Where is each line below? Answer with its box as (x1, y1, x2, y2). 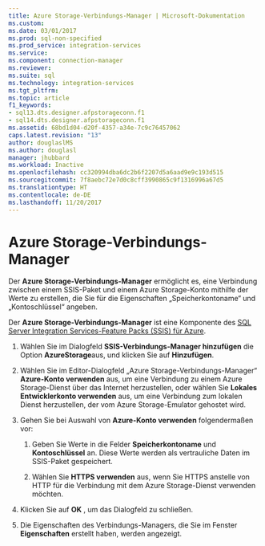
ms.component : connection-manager (8, 57, 124, 65)
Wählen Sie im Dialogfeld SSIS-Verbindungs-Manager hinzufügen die (19, 342, 254, 352)
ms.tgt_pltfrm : (8, 86, 59, 95)
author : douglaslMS (8, 138, 74, 147)
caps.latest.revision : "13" (8, 131, 102, 139)
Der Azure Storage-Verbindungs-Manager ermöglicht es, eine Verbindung (8, 276, 258, 286)
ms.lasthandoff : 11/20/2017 (8, 198, 102, 206)
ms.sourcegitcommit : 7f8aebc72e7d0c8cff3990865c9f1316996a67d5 (8, 176, 224, 185)
